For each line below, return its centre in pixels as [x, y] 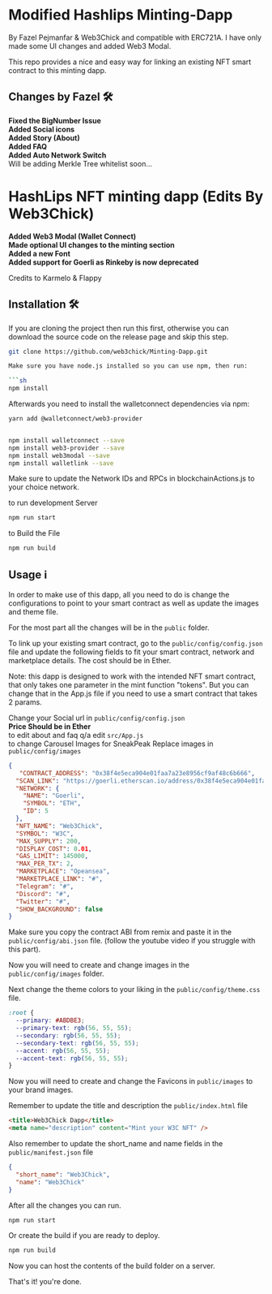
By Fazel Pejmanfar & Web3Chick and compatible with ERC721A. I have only [135, 37]
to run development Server [53, 503]
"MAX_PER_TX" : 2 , [45, 864]
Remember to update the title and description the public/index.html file [128, 1106]
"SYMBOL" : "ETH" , [52, 804]
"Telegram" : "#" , [45, 886]
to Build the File [34, 533]
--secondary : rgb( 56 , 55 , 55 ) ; [68, 1035]
